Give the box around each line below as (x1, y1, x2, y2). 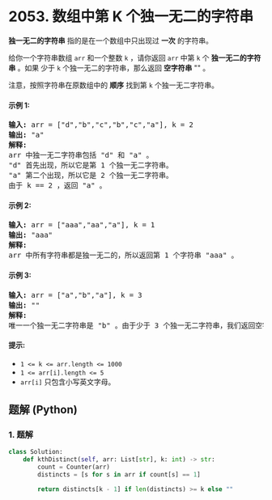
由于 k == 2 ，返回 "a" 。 (8, 181, 107, 190)
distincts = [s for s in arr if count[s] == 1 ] (37, 471, 201, 479)
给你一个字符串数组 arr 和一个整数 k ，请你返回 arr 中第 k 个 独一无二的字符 (8, 53, 261, 62)
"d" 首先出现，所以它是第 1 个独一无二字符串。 (8, 161, 173, 170)
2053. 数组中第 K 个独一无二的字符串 (8, 7, 253, 26)
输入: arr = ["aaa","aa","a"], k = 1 (8, 220, 155, 230)
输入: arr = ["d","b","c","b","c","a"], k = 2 (8, 121, 194, 129)
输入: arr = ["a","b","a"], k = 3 (8, 290, 143, 299)
